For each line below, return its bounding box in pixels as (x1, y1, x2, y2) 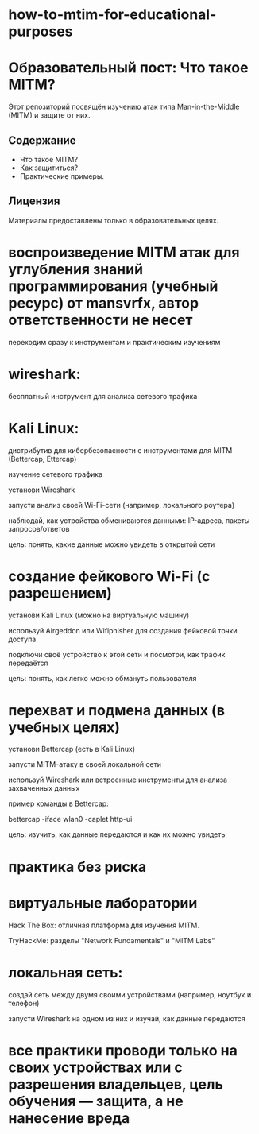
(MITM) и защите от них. (8, 110, 91, 120)
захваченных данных (8, 784, 80, 793)
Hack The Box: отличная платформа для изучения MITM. (8, 920, 200, 930)
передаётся (8, 658, 48, 668)
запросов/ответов (8, 524, 70, 533)
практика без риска (8, 857, 147, 876)
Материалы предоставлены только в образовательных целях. (8, 215, 219, 225)
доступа (8, 634, 37, 644)
